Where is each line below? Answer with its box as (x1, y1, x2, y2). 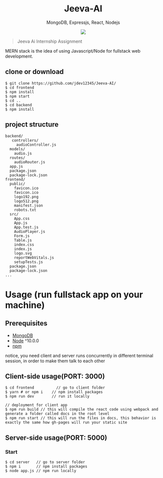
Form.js (14, 233, 30, 238)
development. (5, 53, 33, 59)
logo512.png (14, 199, 39, 204)
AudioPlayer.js (14, 229, 46, 234)
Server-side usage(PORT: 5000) (5, 433, 108, 442)
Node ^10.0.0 (12, 338, 39, 343)
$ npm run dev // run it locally (5, 394, 90, 399)
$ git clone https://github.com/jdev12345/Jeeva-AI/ (5, 80, 116, 86)
